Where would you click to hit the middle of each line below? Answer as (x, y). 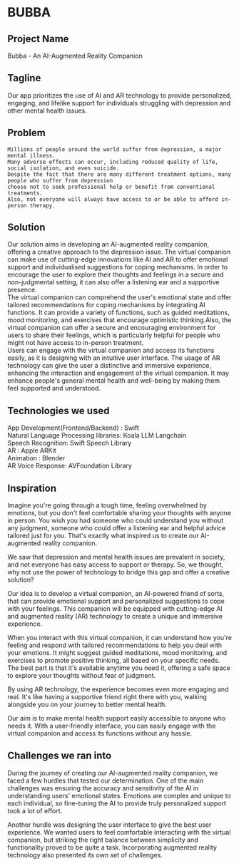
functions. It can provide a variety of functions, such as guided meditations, (118, 313)
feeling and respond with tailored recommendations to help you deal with (115, 645)
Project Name (38, 39)
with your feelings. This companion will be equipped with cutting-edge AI (115, 609)
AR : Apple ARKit (32, 450)
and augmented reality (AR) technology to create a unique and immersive (115, 617)
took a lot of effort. (35, 810)
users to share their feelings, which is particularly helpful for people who (114, 335)
